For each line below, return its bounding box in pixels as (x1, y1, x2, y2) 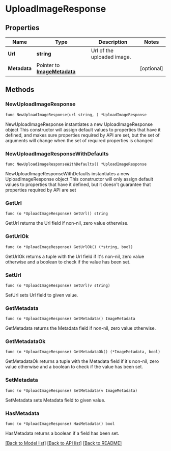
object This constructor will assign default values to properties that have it (5, 126, 161, 132)
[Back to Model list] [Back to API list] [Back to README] (5, 440, 122, 446)
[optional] (139, 65, 163, 72)
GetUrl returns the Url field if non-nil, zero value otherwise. (5, 220, 129, 226)
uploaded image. (91, 54, 131, 60)
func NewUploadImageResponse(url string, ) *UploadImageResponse (5, 112, 147, 117)
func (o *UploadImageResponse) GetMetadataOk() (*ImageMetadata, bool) (5, 350, 160, 355)
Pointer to (36, 62, 60, 69)
